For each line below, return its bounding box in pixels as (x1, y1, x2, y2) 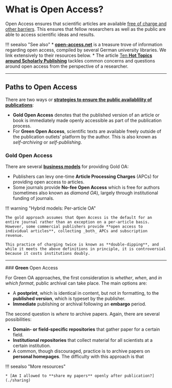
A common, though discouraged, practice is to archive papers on (12, 348, 150, 354)
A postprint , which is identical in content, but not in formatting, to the (12, 290, 159, 296)
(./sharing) (5, 378, 31, 383)
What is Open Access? (5, 4, 104, 15)
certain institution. (12, 342, 51, 349)
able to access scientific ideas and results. (5, 31, 95, 37)
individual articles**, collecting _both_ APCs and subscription (5, 229, 147, 234)
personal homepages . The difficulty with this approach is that (12, 354, 144, 360)
